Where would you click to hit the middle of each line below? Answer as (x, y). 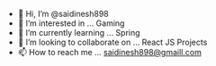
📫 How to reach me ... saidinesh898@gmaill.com (110, 52)
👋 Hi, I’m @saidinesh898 (63, 14)
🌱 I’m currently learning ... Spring (79, 33)
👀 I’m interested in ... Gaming (71, 23)
